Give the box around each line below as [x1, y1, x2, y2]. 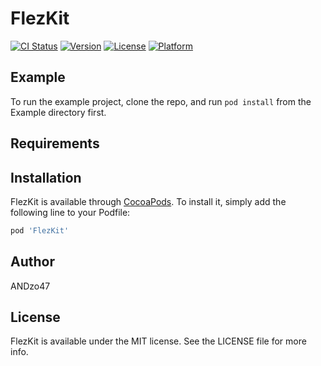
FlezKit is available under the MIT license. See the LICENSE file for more [10, 335, 307, 347]
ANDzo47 [10, 280, 51, 292]
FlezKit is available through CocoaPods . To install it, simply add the [10, 195, 287, 207]
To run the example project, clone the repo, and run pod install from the [10, 95, 312, 107]
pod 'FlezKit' [10, 225, 70, 236]
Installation [10, 169, 82, 186]
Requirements [10, 135, 100, 152]
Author [10, 253, 55, 271]
